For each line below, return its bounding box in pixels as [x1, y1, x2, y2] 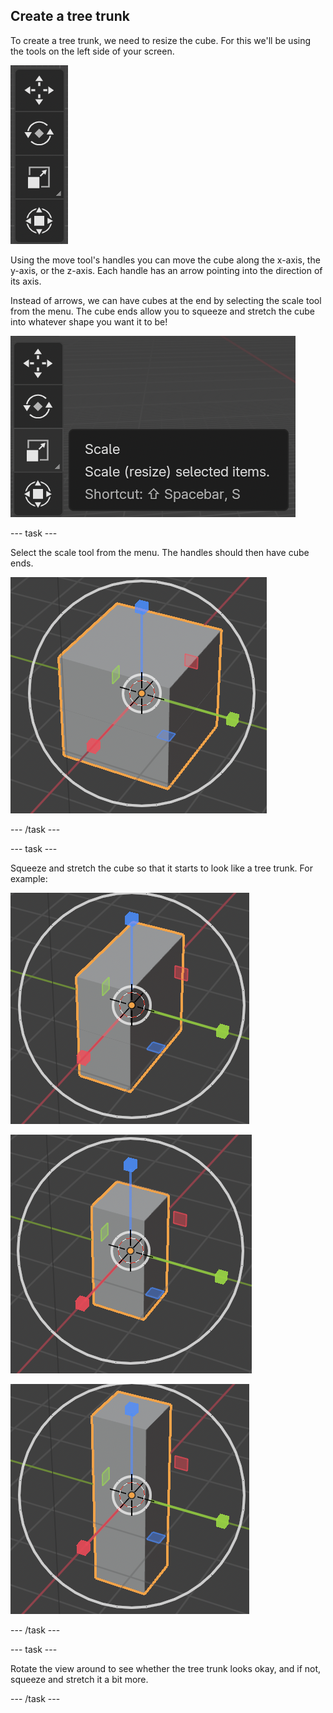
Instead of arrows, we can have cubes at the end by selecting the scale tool [10, 294, 322, 306]
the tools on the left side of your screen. [10, 45, 175, 57]
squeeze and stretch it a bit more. [10, 1673, 149, 1685]
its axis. [10, 275, 42, 287]
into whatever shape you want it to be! [10, 315, 168, 328]
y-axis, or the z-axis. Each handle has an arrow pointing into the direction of [10, 264, 323, 276]
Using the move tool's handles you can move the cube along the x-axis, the [10, 254, 321, 266]
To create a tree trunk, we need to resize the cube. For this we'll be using [10, 34, 312, 46]
